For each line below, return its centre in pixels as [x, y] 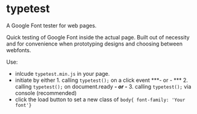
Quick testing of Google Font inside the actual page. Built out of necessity [98, 37]
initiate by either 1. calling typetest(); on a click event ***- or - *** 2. [102, 80]
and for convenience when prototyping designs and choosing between [95, 44]
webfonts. [19, 50]
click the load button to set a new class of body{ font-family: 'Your [100, 99]
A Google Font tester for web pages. [51, 25]
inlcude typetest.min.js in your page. [62, 73]
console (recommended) [46, 93]
